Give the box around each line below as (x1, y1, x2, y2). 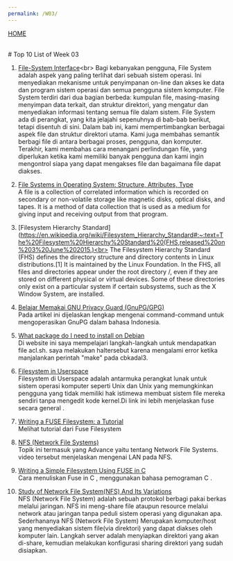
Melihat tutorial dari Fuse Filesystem (17, 424, 122, 433)
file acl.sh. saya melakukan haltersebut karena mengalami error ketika (17, 346, 218, 354)
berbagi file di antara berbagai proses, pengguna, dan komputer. (17, 137, 203, 146)
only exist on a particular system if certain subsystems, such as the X (17, 282, 217, 290)
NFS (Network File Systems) (17, 438, 99, 446)
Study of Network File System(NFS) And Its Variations (17, 487, 172, 495)
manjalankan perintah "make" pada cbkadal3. (17, 353, 148, 362)
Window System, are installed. (17, 290, 105, 298)
